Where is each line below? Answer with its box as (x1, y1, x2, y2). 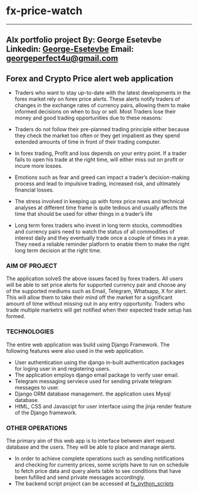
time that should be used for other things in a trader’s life (14, 210, 153, 218)
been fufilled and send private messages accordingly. (14, 474, 146, 481)
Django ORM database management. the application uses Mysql (14, 390, 171, 397)
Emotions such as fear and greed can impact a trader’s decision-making (14, 174, 190, 181)
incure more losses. (14, 163, 63, 170)
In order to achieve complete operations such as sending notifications (14, 455, 184, 462)
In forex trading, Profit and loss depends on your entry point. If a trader (14, 150, 187, 157)
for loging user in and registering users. (14, 365, 111, 372)
